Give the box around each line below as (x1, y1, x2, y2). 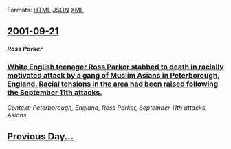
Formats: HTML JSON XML (7, 6, 84, 14)
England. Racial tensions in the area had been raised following (7, 79, 219, 89)
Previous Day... (7, 130, 74, 143)
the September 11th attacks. (7, 88, 102, 98)
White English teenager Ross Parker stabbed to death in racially (7, 62, 224, 71)
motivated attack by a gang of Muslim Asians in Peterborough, (7, 71, 220, 80)
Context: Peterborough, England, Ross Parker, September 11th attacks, (7, 103, 208, 112)
